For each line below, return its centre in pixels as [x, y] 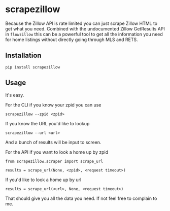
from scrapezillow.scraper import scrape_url [54, 161]
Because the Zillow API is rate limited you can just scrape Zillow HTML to [81, 23]
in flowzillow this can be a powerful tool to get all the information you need [84, 34]
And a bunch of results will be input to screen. [53, 142]
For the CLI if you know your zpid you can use [53, 104]
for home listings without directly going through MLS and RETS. [72, 40]
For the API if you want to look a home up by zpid [57, 152]
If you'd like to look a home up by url [43, 180]
